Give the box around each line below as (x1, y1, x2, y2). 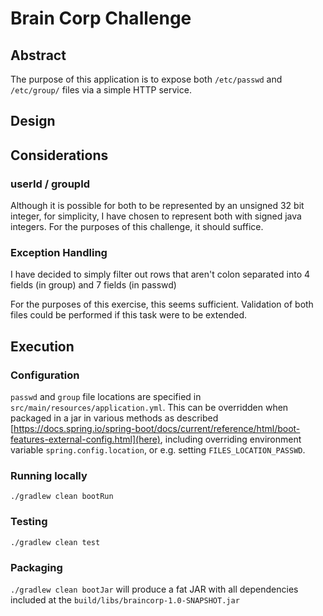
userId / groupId (10, 177, 91, 191)
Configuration (10, 368, 80, 382)
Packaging (10, 560, 63, 574)
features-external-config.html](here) (10, 433, 161, 446)
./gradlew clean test (10, 537, 101, 547)
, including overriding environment (159, 433, 302, 446)
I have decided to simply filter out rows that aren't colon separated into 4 (10, 268, 311, 281)
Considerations (10, 147, 109, 164)
